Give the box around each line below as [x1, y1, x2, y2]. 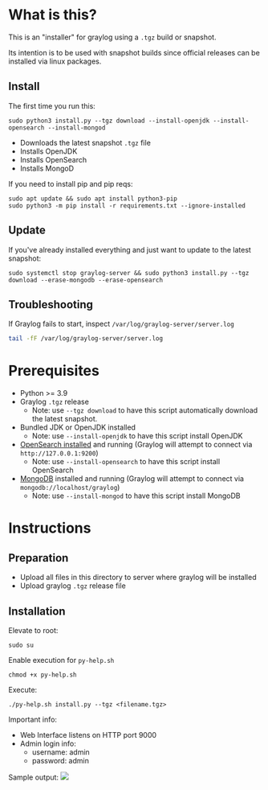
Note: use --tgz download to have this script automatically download [31, 405, 258, 415]
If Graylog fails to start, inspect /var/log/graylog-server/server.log [8, 319, 234, 329]
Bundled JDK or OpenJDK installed [19, 422, 136, 432]
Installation [8, 604, 66, 618]
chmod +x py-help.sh [8, 671, 78, 679]
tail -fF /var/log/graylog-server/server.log [8, 335, 163, 343]
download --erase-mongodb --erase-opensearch [8, 276, 163, 284]
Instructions [8, 519, 91, 537]
